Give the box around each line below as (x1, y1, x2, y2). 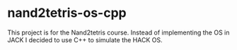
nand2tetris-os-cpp (7, 5, 127, 21)
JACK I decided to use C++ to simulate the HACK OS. (7, 35, 163, 44)
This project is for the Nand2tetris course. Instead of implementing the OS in (7, 28, 230, 37)
